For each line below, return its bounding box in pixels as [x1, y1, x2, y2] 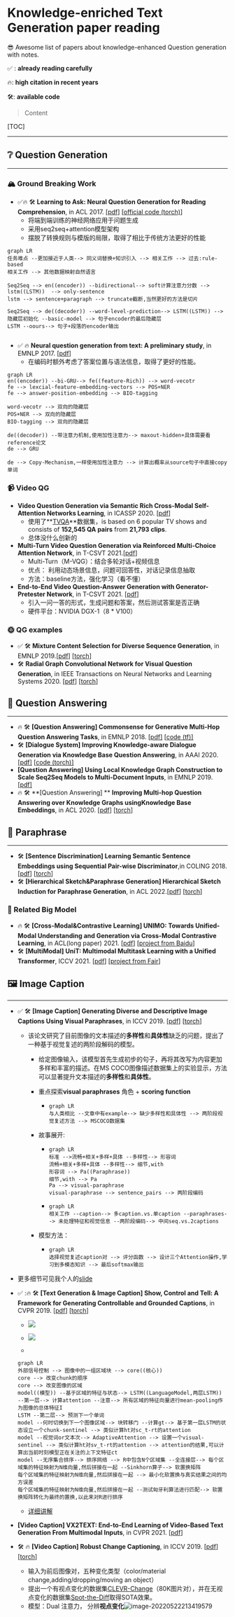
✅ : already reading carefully [7, 64, 93, 72]
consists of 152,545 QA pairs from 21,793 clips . [27, 525, 167, 534]
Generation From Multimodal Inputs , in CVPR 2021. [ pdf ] [17, 1529, 183, 1537]
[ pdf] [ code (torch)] [17, 758, 74, 766]
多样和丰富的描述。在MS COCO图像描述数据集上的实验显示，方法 [38, 1064, 227, 1073]
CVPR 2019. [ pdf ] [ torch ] [17, 1307, 89, 1315]
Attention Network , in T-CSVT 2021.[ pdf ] [17, 549, 138, 558]
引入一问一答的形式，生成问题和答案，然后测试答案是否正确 [27, 598, 200, 607]
